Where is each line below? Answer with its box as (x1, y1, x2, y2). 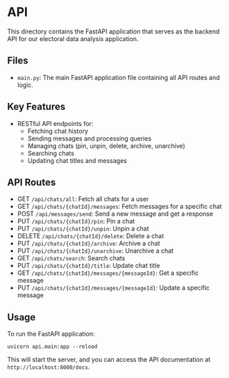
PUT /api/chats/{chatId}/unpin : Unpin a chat (17, 224, 149, 233)
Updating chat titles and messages (27, 156, 127, 164)
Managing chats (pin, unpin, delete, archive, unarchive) (27, 141, 185, 150)
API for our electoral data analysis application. (7, 34, 139, 42)
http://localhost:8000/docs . (7, 363, 90, 371)
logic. (17, 81, 33, 89)
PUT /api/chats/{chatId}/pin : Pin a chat (17, 217, 135, 226)
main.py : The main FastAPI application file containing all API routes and (17, 73, 220, 81)
